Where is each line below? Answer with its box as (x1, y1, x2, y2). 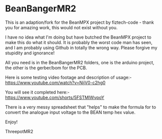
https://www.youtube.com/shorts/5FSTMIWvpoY (5, 94, 105, 100)
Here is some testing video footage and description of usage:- (5, 74, 132, 80)
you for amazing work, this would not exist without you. (5, 24, 118, 30)
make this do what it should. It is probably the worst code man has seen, (5, 39, 153, 45)
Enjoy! (5, 119, 18, 125)
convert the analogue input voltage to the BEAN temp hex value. (5, 109, 136, 115)
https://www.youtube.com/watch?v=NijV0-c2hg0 (5, 80, 106, 86)
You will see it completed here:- (5, 89, 70, 95)
